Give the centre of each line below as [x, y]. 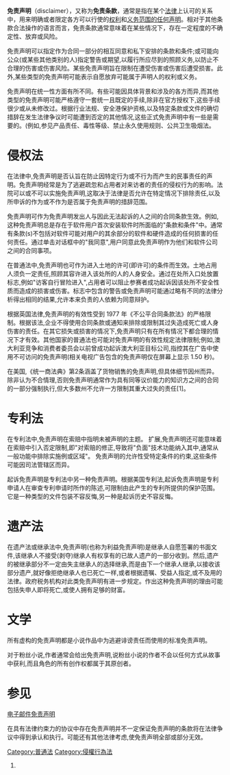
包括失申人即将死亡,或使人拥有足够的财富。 [68, 589]
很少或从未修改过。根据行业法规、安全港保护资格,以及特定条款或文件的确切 [113, 108]
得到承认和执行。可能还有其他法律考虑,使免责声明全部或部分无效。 [113, 737]
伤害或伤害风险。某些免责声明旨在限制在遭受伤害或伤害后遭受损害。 [121, 68]
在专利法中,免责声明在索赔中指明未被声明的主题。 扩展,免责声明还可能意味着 [115, 439]
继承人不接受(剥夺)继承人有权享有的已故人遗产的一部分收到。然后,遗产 [120, 555]
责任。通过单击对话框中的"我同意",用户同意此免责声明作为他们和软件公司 [115, 242]
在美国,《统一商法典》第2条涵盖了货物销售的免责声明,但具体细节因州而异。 [113, 371]
